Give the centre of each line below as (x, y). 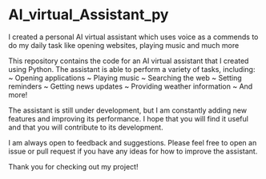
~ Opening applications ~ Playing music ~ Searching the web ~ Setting (125, 78)
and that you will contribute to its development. (86, 127)
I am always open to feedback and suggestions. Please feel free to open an (133, 142)
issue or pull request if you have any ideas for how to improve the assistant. (133, 151)
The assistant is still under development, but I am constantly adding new (127, 110)
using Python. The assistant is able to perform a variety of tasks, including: (132, 69)
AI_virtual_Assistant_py (89, 15)
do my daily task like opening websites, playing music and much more (124, 45)
